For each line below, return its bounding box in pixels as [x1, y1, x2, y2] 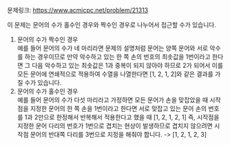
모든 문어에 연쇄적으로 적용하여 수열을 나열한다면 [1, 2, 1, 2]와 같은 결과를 [17, 70, 213, 78]
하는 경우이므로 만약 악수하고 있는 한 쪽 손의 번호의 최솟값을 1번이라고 [24, 52, 211, 61]
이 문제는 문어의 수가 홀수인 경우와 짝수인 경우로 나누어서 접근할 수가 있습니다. [7, 21, 217, 29]
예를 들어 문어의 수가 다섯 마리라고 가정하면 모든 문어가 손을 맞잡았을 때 [17, 96, 209, 104]
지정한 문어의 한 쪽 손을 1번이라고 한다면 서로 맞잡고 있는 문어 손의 [30, 104, 207, 113]
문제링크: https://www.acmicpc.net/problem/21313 [7, 6, 149, 14]
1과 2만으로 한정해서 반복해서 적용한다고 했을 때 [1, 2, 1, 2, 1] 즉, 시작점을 [24, 113, 220, 121]
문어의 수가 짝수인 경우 [17, 35, 79, 43]
